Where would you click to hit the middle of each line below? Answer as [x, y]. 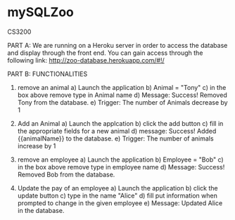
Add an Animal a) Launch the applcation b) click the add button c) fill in [120, 123]
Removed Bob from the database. [66, 174]
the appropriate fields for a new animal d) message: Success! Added [117, 131]
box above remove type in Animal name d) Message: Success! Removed [122, 95]
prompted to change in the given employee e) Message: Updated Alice [120, 203]
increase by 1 [37, 145]
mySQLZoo [40, 12]
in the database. [41, 210]
